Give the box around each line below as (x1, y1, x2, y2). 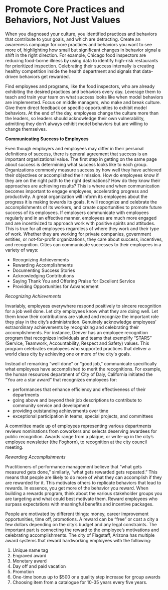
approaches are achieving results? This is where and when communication (5, 182, 160, 189)
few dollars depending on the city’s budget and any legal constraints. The (5, 521, 157, 527)
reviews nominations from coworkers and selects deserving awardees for (5, 428, 157, 434)
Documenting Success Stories (12, 267, 75, 273)
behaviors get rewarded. (19, 73, 70, 79)
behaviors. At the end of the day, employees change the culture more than (5, 110, 159, 116)
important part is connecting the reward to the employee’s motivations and (5, 527, 159, 533)
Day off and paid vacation (12, 563, 66, 569)
